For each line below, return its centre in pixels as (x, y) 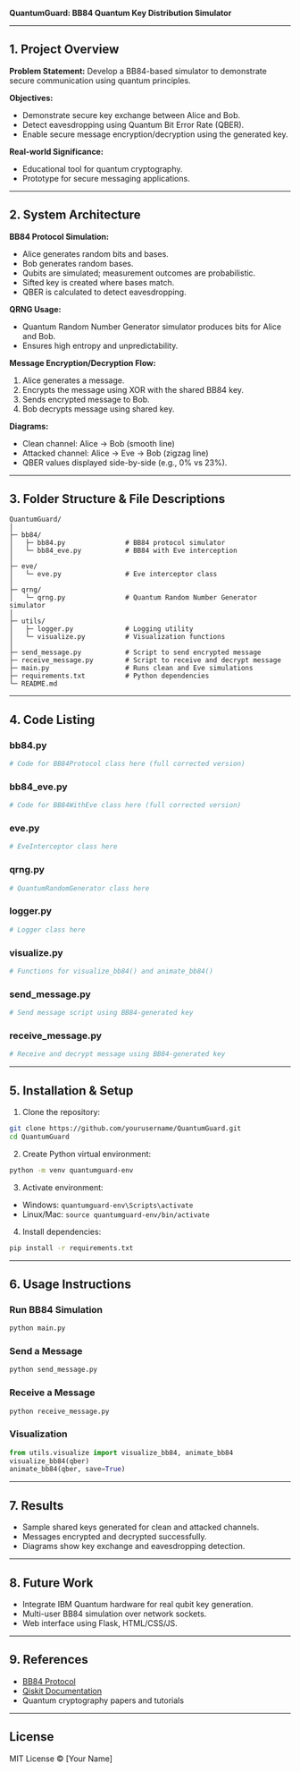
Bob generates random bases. (78, 263)
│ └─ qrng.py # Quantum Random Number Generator (133, 598)
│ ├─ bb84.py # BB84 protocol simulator (117, 543)
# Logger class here (48, 930)
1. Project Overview (64, 50)
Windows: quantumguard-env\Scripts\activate (108, 1205)
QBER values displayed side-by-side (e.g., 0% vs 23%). (125, 462)
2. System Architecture (75, 215)
